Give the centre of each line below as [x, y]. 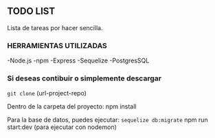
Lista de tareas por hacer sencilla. [55, 27]
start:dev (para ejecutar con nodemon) [62, 127]
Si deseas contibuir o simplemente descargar [84, 78]
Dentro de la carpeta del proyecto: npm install [72, 106]
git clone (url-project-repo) [47, 93]
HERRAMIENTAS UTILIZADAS [57, 45]
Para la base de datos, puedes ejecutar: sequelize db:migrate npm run [107, 120]
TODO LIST [31, 11]
